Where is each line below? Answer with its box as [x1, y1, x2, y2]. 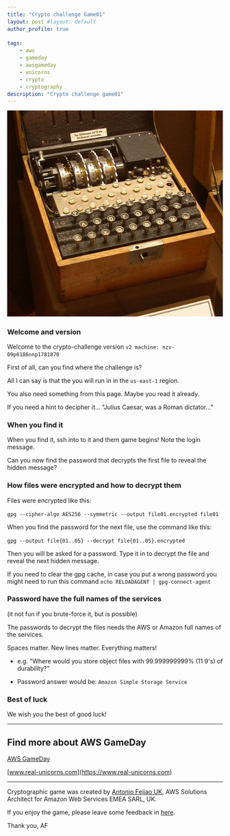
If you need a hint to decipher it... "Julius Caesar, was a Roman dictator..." [7, 403, 214, 411]
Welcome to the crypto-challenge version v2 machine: [7, 343, 159, 351]
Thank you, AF [7, 821, 49, 829]
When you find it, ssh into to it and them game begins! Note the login [7, 436, 201, 444]
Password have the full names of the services [7, 594, 162, 604]
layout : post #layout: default [7, 18, 97, 25]
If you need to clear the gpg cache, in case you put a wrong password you [7, 569, 217, 578]
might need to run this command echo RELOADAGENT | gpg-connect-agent [7, 577, 211, 585]
